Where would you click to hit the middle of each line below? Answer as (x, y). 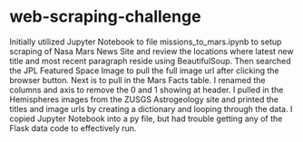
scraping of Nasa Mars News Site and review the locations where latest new (151, 51)
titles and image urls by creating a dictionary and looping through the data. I (151, 109)
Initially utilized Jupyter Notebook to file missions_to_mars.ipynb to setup (146, 42)
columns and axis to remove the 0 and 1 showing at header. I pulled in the (147, 90)
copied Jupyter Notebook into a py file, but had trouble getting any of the (146, 118)
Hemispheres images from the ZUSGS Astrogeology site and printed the (144, 99)
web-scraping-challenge (105, 17)
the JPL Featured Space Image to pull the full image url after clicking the (144, 71)
